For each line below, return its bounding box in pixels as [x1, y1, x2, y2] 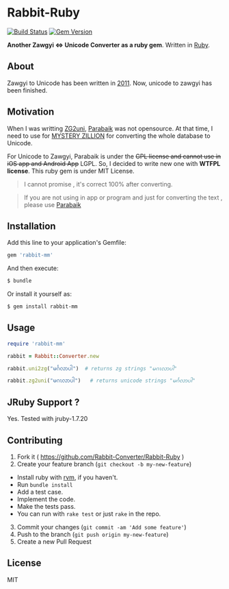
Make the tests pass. [16, 502, 76, 510]
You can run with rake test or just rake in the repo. [16, 509, 161, 518]
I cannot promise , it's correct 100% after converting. [23, 180, 173, 188]
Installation [7, 220, 56, 232]
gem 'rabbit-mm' [7, 252, 53, 259]
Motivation [7, 106, 55, 118]
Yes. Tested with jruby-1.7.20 [7, 415, 88, 423]
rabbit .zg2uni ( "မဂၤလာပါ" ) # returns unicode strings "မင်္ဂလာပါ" [7, 377, 196, 385]
